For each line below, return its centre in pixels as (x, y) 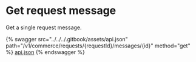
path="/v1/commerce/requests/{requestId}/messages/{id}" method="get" (98, 46)
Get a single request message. (44, 27)
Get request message (61, 11)
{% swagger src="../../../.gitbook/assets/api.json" (67, 39)
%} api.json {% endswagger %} (46, 52)
